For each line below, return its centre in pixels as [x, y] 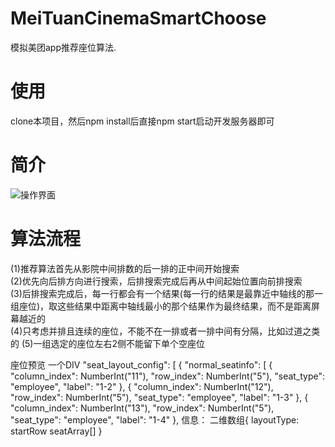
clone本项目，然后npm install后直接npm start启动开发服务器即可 [142, 121]
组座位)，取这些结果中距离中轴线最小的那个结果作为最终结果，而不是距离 [161, 306]
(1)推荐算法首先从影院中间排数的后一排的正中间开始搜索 [125, 268]
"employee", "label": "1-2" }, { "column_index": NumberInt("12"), [142, 386]
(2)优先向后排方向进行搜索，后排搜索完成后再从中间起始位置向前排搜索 [156, 281]
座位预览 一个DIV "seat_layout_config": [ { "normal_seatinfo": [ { [141, 364]
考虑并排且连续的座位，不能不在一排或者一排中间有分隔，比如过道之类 [176, 331]
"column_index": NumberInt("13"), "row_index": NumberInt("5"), [142, 408]
